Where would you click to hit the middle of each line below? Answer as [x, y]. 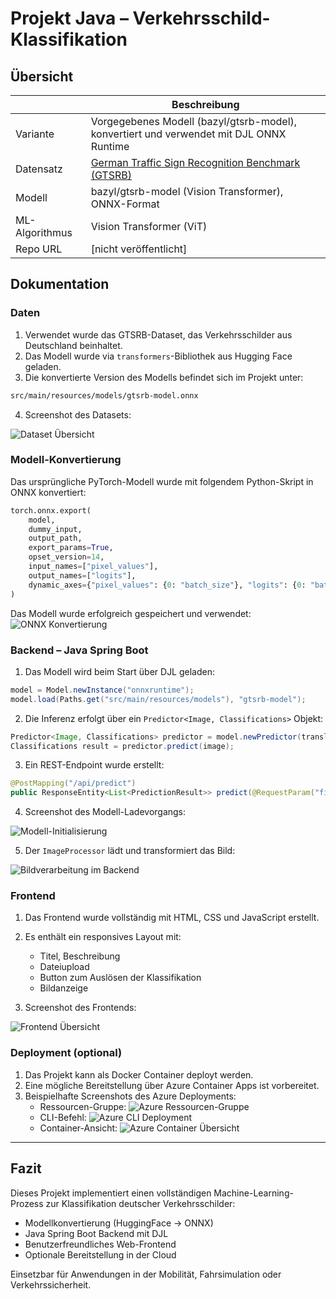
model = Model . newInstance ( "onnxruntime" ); [102, 690]
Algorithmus [44, 232]
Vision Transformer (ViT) [149, 226]
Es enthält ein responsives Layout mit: [103, 937]
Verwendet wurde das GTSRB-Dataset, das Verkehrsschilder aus [158, 334]
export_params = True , [71, 548]
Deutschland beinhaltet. [73, 345]
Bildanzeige [64, 988]
